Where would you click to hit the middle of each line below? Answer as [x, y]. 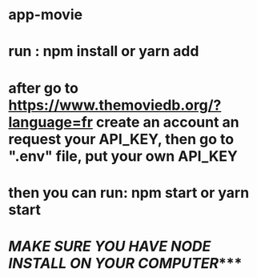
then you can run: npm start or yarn [129, 193]
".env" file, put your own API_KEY [123, 156]
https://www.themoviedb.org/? [115, 105]
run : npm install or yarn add [104, 52]
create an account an [168, 122]
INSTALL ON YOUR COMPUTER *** [125, 263]
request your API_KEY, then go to [121, 139]
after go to [43, 88]
